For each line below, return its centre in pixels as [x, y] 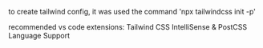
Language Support [39, 36]
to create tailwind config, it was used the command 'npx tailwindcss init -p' [132, 12]
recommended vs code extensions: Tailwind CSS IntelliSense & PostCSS [128, 27]
